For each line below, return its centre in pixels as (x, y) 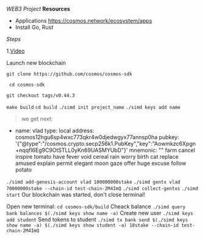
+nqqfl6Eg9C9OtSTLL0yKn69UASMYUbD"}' (71, 150)
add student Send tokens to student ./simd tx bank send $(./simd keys (97, 219)
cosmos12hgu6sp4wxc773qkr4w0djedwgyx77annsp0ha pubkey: (97, 137)
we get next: (37, 119)
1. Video (16, 51)
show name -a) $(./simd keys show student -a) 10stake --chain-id (93, 226)
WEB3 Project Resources (38, 9)
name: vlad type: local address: (55, 131)
